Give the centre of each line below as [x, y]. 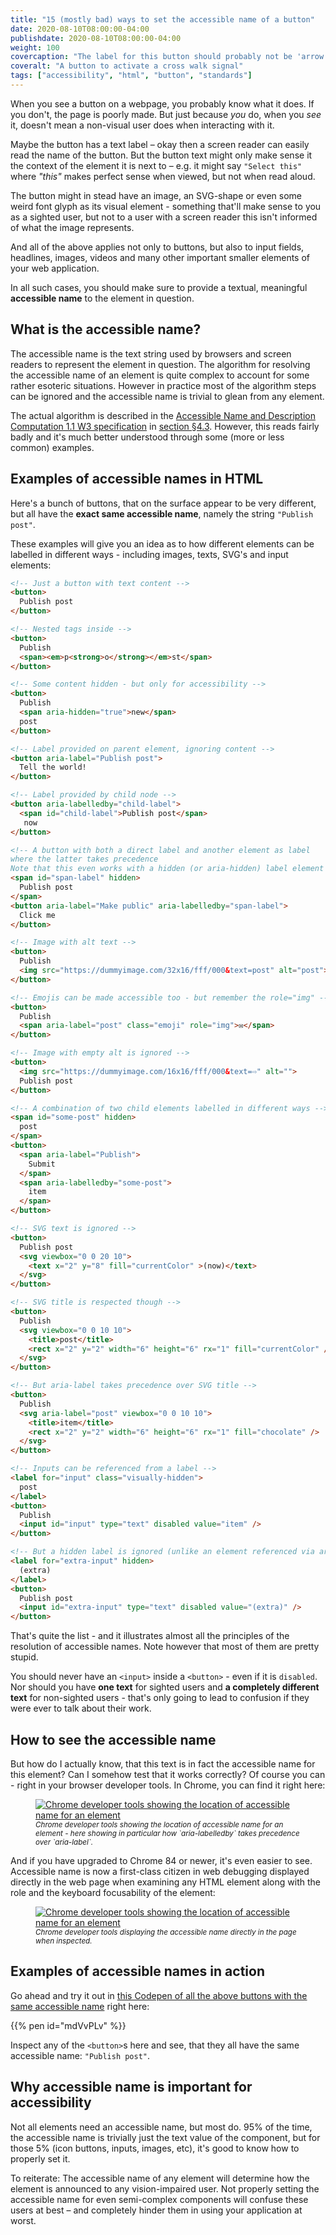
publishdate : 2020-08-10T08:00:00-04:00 [96, 38]
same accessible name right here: [80, 2006]
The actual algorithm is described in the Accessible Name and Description [163, 415]
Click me [37, 915]
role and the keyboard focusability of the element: [113, 1892]
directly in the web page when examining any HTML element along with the [165, 1882]
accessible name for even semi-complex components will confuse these [159, 2199]
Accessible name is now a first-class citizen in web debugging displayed [160, 1871]
